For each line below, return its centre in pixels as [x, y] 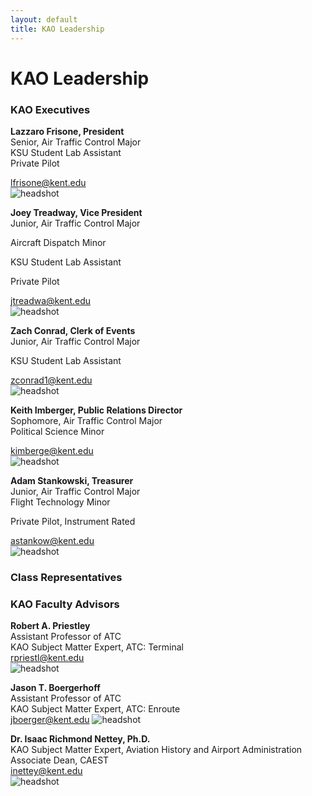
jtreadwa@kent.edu [51, 300]
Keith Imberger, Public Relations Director [96, 410]
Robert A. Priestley [50, 626]
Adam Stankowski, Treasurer [72, 480]
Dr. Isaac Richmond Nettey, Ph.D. [80, 739]
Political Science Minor [57, 431]
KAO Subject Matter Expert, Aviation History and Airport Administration [156, 750]
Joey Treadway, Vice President [76, 212]
